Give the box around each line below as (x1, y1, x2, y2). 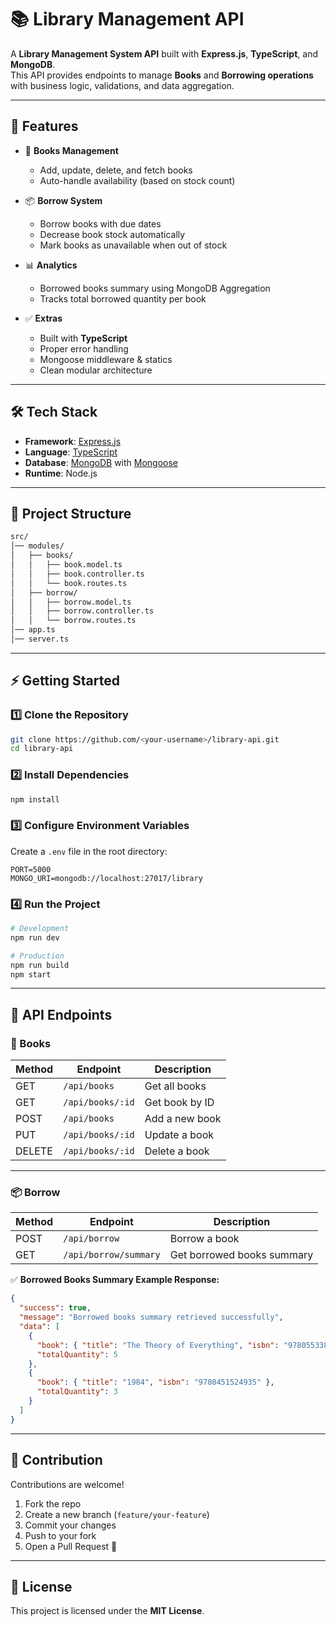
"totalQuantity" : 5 (36, 1349, 118, 1360)
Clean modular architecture (39, 364, 153, 376)
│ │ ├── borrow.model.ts (10, 597, 132, 607)
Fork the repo (24, 1497, 82, 1510)
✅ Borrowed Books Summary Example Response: (10, 1274, 220, 1286)
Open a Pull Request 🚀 (24, 1540, 118, 1552)
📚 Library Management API (10, 8, 245, 31)
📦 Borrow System (24, 194, 103, 206)
